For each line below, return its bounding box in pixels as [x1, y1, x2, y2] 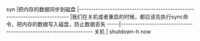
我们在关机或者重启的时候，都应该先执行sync [72, 13, 183, 20]
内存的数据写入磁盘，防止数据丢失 [21, 21, 106, 27]
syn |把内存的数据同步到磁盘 [6, 6, 76, 12]
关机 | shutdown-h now [94, 28, 151, 35]
